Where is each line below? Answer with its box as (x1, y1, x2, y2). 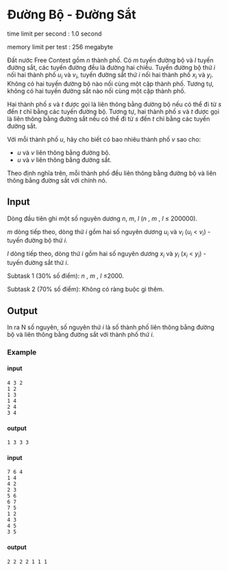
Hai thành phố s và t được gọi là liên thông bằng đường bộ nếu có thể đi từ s (7, 100, 222, 108)
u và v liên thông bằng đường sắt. (16, 155, 112, 164)
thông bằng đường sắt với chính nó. (7, 176, 107, 184)
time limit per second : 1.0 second (7, 29, 102, 38)
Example (7, 347, 37, 357)
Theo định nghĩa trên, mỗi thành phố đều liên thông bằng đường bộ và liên (7, 168, 217, 177)
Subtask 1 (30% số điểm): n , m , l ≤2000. (7, 272, 125, 280)
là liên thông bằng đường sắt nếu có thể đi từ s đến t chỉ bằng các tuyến (7, 114, 210, 123)
